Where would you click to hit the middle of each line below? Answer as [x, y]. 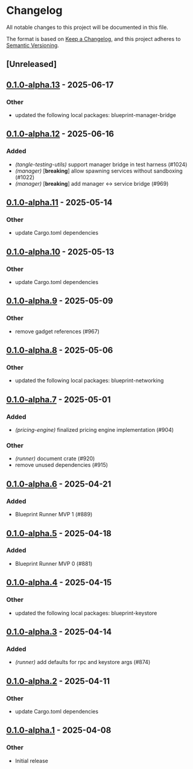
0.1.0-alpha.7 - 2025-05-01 [59, 400]
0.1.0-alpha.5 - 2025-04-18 [59, 533]
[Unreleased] [32, 64]
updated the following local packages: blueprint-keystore [86, 613]
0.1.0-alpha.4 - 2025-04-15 [59, 583]
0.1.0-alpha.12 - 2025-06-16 [60, 134]
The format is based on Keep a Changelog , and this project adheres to [93, 39]
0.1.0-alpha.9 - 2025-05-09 [60, 301]
